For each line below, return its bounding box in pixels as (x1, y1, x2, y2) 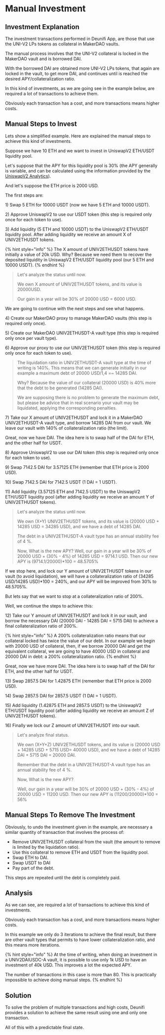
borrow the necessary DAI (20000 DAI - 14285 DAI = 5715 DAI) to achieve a (5, 618, 159, 623)
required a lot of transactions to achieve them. (5, 91, 99, 96)
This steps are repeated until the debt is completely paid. (5, 874, 121, 880)
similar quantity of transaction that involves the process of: (5, 829, 125, 835)
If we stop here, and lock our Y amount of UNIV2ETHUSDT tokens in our (5, 568, 152, 574)
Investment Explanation (5, 23, 80, 31)
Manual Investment (5, 3, 86, 14)
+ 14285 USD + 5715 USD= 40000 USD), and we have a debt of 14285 (17, 746, 160, 752)
